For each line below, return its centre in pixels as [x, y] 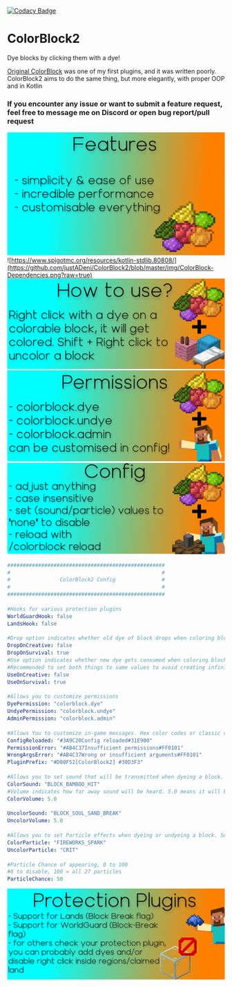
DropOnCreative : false [40, 646]
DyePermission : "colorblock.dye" [55, 704]
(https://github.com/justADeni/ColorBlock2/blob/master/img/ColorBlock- [110, 267]
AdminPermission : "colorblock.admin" [61, 719]
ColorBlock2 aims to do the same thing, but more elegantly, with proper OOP [116, 78]
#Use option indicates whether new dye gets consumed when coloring [108, 660]
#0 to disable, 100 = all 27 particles [65, 872]
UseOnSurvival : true [37, 682]
